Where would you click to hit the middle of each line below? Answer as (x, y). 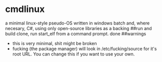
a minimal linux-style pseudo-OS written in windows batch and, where (77, 23)
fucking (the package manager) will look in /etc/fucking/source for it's (84, 48)
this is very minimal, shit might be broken (55, 43)
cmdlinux (25, 9)
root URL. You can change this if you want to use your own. (73, 54)
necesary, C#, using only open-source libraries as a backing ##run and (78, 28)
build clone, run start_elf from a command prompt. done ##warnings (76, 33)
